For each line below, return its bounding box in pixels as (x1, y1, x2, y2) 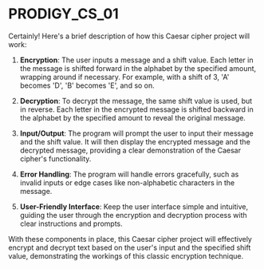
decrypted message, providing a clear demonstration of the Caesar (19, 145, 242, 155)
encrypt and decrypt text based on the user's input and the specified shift (8, 243, 251, 252)
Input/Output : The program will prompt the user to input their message (19, 129, 254, 138)
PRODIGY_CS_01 (8, 5, 120, 23)
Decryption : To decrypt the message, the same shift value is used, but (19, 96, 253, 105)
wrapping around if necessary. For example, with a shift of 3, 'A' (19, 72, 230, 81)
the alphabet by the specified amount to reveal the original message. (19, 113, 246, 122)
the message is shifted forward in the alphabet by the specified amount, (19, 63, 257, 73)
